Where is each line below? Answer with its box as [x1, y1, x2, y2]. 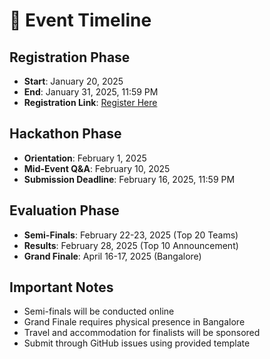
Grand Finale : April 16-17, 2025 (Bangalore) [23, 250, 202, 262]
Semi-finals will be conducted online [23, 305, 175, 318]
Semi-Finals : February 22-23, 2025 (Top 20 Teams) [23, 229, 239, 241]
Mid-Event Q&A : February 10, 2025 [23, 162, 171, 174]
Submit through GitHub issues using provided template [23, 337, 251, 349]
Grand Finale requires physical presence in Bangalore [23, 316, 246, 328]
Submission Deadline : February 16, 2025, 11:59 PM [23, 173, 236, 185]
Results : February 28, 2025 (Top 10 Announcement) [23, 239, 239, 251]
